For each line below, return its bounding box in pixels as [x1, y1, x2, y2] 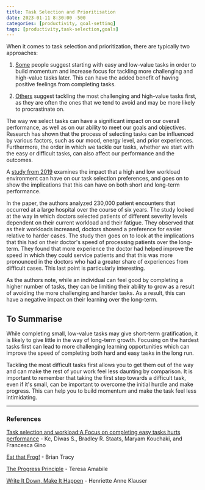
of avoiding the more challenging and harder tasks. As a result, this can [6, 289, 185, 297]
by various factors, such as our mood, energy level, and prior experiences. [6, 137, 194, 144]
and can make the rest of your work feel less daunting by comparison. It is [6, 368, 193, 375]
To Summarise [6, 313, 63, 324]
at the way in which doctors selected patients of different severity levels [6, 212, 187, 220]
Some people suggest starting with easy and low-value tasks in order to [15, 61, 196, 69]
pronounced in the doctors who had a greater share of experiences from [6, 258, 189, 265]
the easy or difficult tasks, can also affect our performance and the [6, 150, 175, 157]
